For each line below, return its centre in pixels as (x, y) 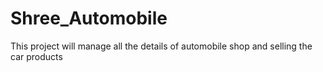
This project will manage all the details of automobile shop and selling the (161, 46)
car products (36, 56)
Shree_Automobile (89, 18)
